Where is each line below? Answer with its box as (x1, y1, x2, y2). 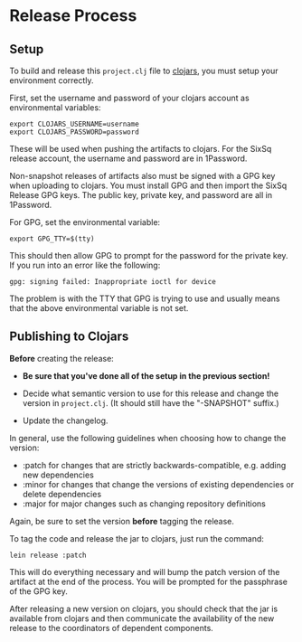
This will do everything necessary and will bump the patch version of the (9, 566, 280, 577)
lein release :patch (9, 551, 88, 560)
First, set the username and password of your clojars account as (9, 92, 250, 103)
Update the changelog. (22, 415, 109, 426)
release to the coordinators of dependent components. (9, 622, 214, 633)
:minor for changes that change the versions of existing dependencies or (22, 478, 295, 489)
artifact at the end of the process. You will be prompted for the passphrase (9, 576, 288, 587)
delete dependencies (22, 488, 102, 499)
